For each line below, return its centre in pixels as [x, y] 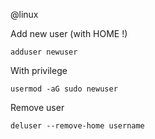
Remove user [37, 107]
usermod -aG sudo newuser [64, 89]
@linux [24, 14]
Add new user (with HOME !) [69, 33]
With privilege [39, 70]
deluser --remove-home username [77, 126]
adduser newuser [44, 52]
